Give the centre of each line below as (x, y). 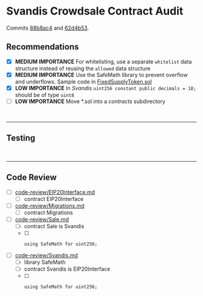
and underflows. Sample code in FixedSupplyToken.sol (83, 81)
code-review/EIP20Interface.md (55, 192)
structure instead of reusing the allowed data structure (83, 68)
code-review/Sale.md (42, 219)
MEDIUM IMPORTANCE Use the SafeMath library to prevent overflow (101, 74)
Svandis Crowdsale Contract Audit (95, 11)
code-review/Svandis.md (47, 255)
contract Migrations (49, 212)
